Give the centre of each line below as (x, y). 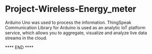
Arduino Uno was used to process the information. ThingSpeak (68, 22)
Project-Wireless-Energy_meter (71, 9)
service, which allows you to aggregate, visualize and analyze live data (76, 33)
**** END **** (19, 47)
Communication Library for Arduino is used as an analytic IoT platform (75, 27)
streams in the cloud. (26, 38)
